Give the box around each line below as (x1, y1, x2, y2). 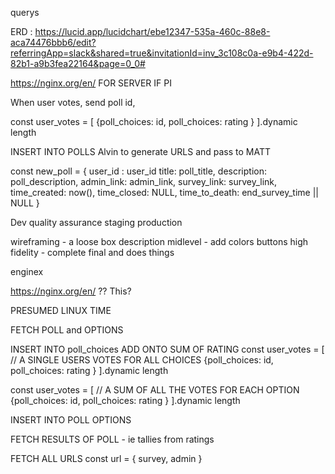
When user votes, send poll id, (10, 97, 136, 108)
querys (10, 7, 40, 18)
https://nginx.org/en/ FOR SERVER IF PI (10, 77, 172, 89)
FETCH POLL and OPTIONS (10, 324, 124, 336)
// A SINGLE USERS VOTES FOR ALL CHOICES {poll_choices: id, (10, 354, 274, 366)
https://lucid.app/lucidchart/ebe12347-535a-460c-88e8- (34, 26, 271, 37)
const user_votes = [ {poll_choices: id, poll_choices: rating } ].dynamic (10, 116, 298, 127)
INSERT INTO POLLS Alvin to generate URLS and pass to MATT (10, 146, 272, 157)
